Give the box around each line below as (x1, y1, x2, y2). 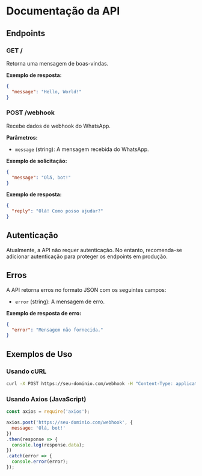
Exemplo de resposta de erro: (6, 309, 82, 317)
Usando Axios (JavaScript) (6, 395, 87, 403)
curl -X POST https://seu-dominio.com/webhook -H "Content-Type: (6, 380, 173, 386)
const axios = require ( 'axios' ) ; (6, 409, 90, 415)
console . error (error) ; (11, 459, 69, 465)
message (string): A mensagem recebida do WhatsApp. (14, 146, 149, 153)
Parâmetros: (6, 134, 38, 141)
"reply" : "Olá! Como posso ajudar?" (11, 208, 103, 214)
